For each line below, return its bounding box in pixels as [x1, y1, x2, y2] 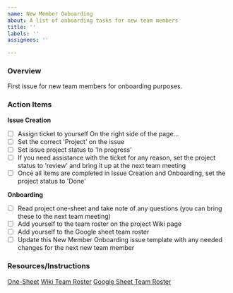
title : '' [7, 23, 37, 30]
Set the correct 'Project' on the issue [17, 137, 125, 145]
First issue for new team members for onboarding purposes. [7, 82, 183, 90]
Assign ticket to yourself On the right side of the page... [17, 129, 179, 138]
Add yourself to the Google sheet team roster [17, 227, 150, 237]
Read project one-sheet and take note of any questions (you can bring [17, 204, 222, 213]
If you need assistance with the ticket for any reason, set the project [17, 153, 216, 162]
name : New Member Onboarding [7, 10, 93, 18]
